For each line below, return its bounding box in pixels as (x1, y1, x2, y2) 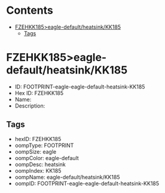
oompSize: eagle (14, 148, 57, 155)
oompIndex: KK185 (14, 167, 62, 174)
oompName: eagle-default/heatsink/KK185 (14, 173, 121, 180)
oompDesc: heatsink (14, 161, 66, 168)
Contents (6, 4, 54, 17)
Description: (14, 102, 45, 109)
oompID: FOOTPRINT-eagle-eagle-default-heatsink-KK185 (14, 180, 160, 187)
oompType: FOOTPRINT (14, 142, 74, 149)
